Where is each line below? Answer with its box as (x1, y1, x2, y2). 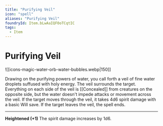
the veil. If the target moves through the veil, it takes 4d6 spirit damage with (5, 96, 156, 102)
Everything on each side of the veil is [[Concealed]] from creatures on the (5, 86, 153, 92)
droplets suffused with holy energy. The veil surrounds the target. (5, 81, 136, 87)
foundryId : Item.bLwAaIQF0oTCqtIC (5, 20, 75, 26)
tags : (5, 25, 16, 30)
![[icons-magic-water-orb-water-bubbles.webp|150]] (5, 66, 111, 72)
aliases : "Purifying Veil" (5, 16, 60, 21)
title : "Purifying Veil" (5, 7, 55, 12)
